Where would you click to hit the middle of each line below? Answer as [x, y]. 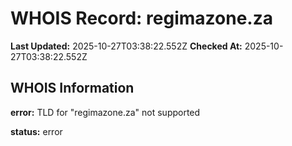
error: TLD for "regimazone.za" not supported [105, 112]
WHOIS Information [72, 88]
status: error [36, 131]
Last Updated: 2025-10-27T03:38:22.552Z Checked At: [126, 46]
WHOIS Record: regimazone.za [141, 18]
